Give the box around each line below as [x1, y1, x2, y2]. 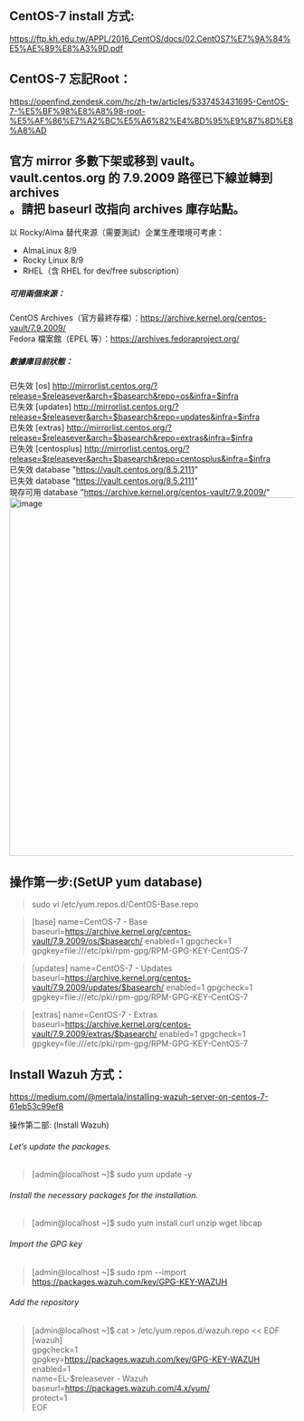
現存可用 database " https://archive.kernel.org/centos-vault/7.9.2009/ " [9, 487, 271, 498]
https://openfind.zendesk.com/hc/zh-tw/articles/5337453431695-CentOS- [9, 96, 290, 107]
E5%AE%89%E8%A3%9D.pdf [9, 43, 124, 53]
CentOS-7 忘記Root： [9, 72, 132, 87]
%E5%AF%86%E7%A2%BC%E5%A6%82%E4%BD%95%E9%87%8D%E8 [9, 115, 294, 126]
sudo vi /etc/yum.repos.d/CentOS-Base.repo [31, 899, 199, 910]
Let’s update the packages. [9, 1140, 111, 1152]
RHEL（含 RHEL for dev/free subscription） [22, 265, 185, 276]
